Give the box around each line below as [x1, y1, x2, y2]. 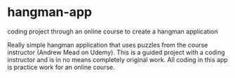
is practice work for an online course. [7, 63, 115, 71]
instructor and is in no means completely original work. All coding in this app [7, 55, 228, 63]
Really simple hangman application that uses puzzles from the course [7, 40, 208, 49]
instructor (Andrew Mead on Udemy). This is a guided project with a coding [7, 48, 226, 56]
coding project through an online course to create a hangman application [7, 27, 218, 36]
